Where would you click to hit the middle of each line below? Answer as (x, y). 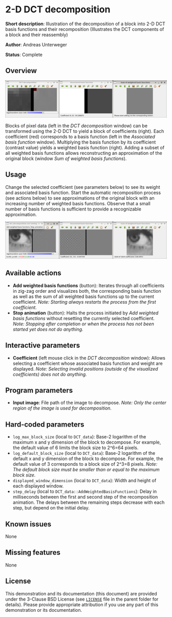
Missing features (33, 552)
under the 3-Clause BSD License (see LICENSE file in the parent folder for (82, 599)
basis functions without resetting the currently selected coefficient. (84, 318)
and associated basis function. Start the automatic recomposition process (83, 192)
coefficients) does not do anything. (50, 374)
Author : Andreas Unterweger (36, 44)
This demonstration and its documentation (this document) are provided (81, 593)
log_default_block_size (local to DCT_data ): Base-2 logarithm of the (84, 453)
